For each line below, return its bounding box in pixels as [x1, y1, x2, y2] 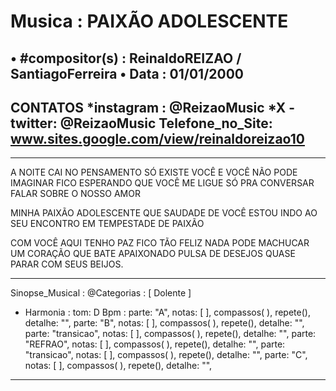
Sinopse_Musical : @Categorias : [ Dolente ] [10, 287, 192, 299]
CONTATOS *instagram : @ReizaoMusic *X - [10, 99, 296, 116]
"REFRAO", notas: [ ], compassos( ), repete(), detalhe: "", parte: [24, 338, 286, 350]
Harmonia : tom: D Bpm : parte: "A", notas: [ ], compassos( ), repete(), [24, 306, 311, 319]
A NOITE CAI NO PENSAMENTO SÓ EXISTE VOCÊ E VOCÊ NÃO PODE [10, 166, 298, 179]
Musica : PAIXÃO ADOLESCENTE [10, 10, 289, 33]
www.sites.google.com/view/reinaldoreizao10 [10, 130, 305, 147]
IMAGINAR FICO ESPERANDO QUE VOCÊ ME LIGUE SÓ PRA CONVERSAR [10, 177, 315, 189]
